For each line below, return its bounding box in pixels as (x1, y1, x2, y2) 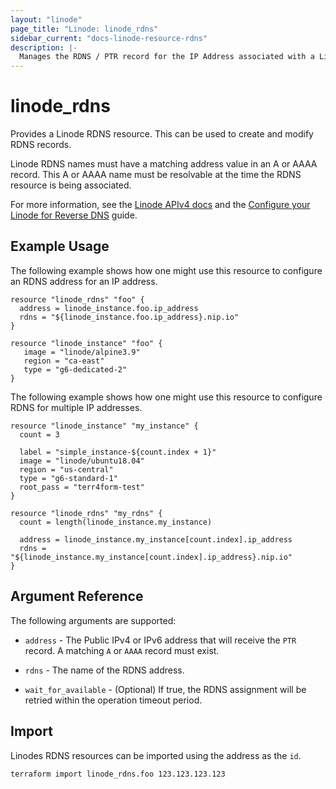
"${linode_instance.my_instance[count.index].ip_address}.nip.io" (10, 552, 293, 562)
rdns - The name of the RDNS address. (24, 664, 185, 676)
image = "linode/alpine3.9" (23, 347, 141, 357)
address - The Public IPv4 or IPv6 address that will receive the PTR (24, 634, 297, 646)
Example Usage (10, 238, 110, 255)
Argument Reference (10, 588, 144, 605)
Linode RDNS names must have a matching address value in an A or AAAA (10, 158, 318, 170)
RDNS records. (10, 139, 72, 151)
